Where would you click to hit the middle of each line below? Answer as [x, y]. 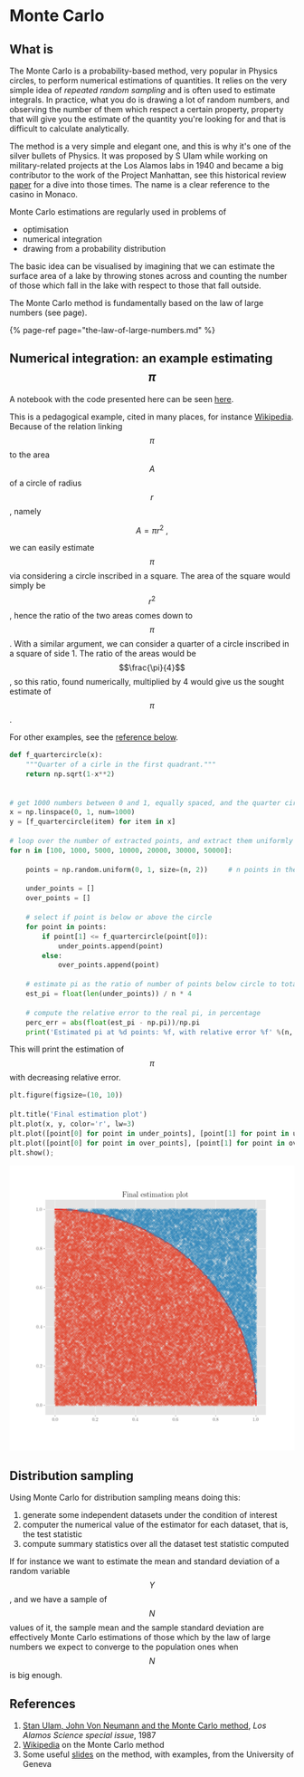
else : [52, 956]
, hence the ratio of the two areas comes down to [101, 616]
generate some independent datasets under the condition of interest [150, 1515]
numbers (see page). [48, 312]
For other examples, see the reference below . [94, 737]
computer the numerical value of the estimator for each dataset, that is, [155, 1525]
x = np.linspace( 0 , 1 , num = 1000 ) [72, 812]
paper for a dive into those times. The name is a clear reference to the [139, 185]
